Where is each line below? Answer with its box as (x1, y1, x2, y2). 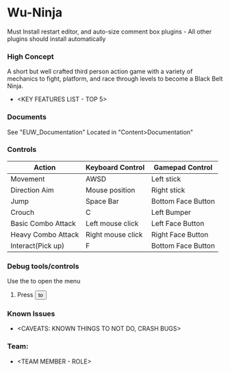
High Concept (7, 51, 55, 61)
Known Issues (7, 309, 55, 319)
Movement (10, 174, 45, 183)
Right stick (151, 185, 186, 194)
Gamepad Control (153, 162, 213, 172)
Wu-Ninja (7, 5, 63, 21)
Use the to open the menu (7, 277, 81, 285)
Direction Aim (10, 185, 55, 194)
